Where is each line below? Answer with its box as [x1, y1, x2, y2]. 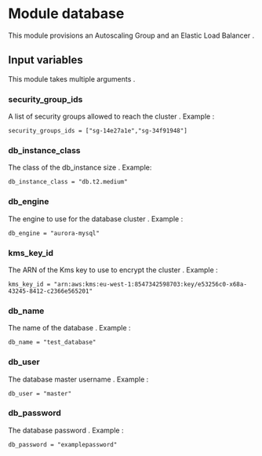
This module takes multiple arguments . [8, 74, 136, 83]
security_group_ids [8, 93, 83, 104]
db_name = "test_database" [8, 338, 96, 346]
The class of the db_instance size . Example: [8, 162, 152, 173]
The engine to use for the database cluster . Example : [8, 213, 184, 224]
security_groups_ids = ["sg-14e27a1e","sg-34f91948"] [8, 127, 188, 135]
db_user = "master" [8, 389, 72, 397]
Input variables [8, 53, 84, 67]
